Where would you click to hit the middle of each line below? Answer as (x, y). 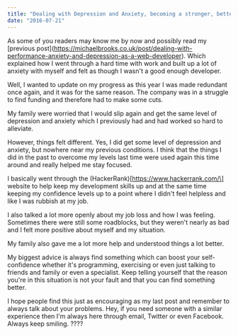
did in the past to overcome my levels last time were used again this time (113, 157)
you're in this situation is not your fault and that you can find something (111, 280)
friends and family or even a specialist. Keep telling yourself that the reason (118, 272)
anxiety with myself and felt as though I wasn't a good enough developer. (114, 71)
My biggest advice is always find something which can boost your (104, 257)
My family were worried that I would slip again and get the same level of (112, 113)
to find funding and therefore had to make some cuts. (85, 99)
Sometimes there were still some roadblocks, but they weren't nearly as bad (118, 222)
